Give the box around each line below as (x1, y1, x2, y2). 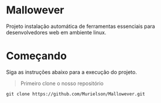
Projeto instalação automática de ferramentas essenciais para (6, 23, 155, 30)
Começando (6, 49, 67, 63)
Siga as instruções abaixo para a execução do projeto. (6, 68, 138, 76)
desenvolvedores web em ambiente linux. (6, 29, 107, 35)
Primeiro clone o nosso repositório (20, 80, 104, 87)
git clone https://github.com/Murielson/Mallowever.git (6, 91, 145, 97)
